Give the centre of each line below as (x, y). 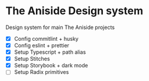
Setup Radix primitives (41, 72)
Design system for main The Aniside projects (60, 27)
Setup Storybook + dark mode (51, 66)
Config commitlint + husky (46, 38)
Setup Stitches (32, 59)
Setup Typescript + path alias (50, 52)
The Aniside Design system (74, 11)
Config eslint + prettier (41, 45)
